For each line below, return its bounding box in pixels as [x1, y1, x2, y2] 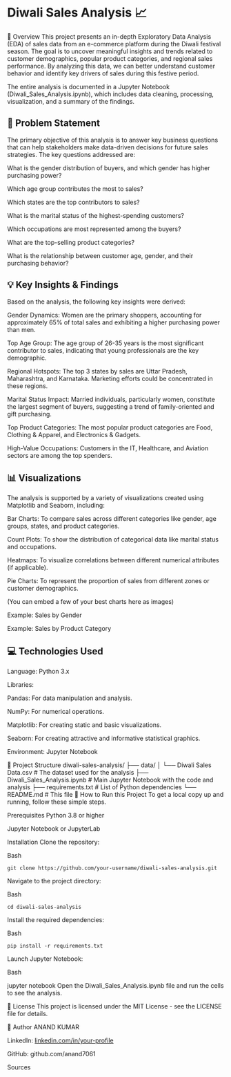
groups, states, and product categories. [7, 522, 120, 531]
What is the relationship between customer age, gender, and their [7, 251, 194, 259]
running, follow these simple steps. [7, 798, 107, 806]
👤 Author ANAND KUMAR [7, 1023, 80, 1031]
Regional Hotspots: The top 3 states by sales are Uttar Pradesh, [7, 367, 188, 375]
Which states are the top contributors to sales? [7, 198, 140, 206]
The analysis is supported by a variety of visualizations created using [7, 494, 204, 502]
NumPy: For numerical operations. [7, 708, 105, 716]
